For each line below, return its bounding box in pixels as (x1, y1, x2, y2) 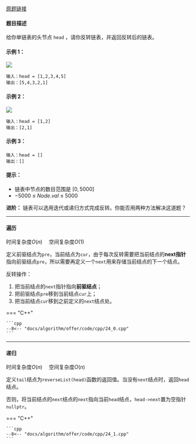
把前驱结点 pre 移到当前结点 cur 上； (14, 291, 97, 298)
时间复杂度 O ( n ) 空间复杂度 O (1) (6, 238, 85, 245)
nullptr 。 (6, 403, 30, 410)
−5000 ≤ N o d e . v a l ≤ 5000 (14, 192, 78, 199)
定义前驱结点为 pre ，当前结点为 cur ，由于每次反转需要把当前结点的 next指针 (6, 251, 187, 258)
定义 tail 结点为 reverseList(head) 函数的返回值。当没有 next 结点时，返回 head (6, 376, 190, 383)
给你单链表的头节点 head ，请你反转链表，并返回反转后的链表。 (6, 34, 157, 41)
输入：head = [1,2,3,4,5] (6, 74, 66, 80)
